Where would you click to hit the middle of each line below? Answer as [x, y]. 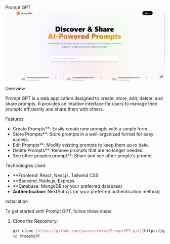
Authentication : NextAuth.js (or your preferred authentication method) [86, 191]
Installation [17, 201]
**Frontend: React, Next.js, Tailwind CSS [55, 175]
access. [21, 140]
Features [14, 119]
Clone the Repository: [35, 221]
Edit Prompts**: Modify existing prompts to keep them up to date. [81, 145]
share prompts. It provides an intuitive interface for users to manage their [81, 103]
